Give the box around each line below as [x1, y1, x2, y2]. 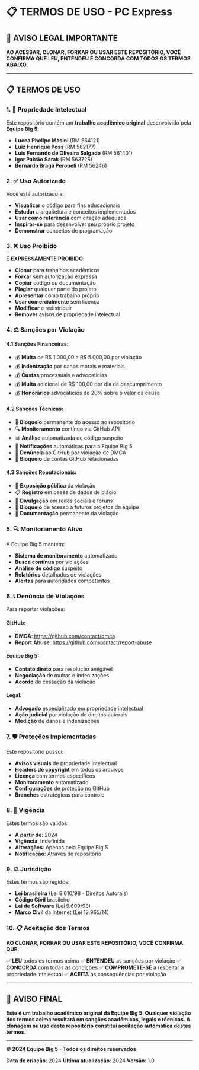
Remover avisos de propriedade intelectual [14, 311, 120, 318]
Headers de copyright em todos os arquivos [14, 766, 124, 773]
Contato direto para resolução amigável [14, 665, 113, 673]
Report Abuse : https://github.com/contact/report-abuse [14, 639, 152, 646]
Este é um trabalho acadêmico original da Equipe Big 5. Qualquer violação [6, 1010, 191, 1017]
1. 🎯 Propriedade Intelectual [6, 106, 87, 114]
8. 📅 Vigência [6, 806, 46, 814]
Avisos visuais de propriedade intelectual [14, 760, 117, 767]
